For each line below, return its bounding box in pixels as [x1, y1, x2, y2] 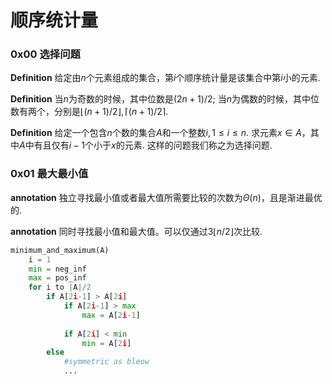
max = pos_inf [28, 273, 87, 283]
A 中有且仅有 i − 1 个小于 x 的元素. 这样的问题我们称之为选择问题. [19, 139, 273, 151]
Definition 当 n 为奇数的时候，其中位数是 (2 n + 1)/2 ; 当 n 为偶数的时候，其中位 [10, 93, 320, 105]
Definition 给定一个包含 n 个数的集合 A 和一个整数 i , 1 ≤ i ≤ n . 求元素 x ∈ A [10, 127, 302, 139]
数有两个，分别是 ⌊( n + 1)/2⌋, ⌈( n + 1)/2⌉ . [10, 106, 169, 118]
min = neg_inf [28, 264, 87, 274]
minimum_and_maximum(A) [10, 245, 110, 255]
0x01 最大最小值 [10, 167, 89, 181]
